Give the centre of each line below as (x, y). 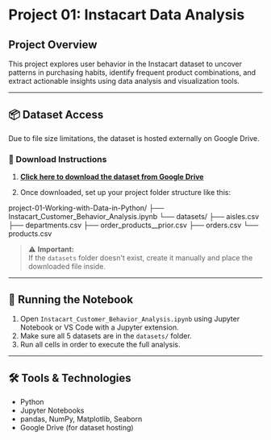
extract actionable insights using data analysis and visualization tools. (124, 81)
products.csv (30, 234)
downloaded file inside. (67, 267)
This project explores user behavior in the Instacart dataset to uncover (125, 64)
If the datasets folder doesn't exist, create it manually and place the (140, 258)
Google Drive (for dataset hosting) (77, 427)
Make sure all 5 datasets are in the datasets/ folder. (106, 335)
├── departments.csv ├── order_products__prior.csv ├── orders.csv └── (133, 225)
